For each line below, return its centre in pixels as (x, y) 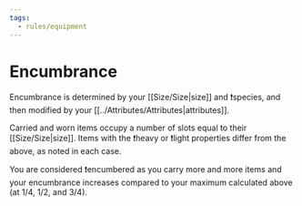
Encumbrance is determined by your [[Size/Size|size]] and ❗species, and (145, 98)
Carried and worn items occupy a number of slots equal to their (128, 128)
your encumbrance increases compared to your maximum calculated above (151, 182)
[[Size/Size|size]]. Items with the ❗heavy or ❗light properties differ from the (148, 139)
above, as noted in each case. (65, 151)
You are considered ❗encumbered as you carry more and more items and (146, 170)
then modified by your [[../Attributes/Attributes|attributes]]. (120, 110)
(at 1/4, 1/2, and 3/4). (49, 192)
